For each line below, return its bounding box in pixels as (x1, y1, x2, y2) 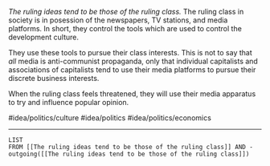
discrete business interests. (8, 74, 100, 83)
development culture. (8, 32, 79, 42)
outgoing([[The (8, 150, 59, 158)
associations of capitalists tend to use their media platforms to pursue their (8, 65, 256, 75)
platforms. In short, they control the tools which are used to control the (8, 24, 243, 33)
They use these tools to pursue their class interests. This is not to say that (8, 48, 253, 57)
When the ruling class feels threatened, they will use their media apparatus (8, 89, 256, 99)
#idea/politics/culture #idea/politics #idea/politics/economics (8, 113, 211, 123)
